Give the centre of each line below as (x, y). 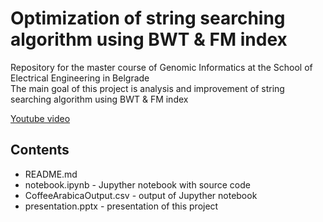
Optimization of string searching (148, 18)
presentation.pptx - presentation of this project (121, 206)
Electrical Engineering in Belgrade (80, 78)
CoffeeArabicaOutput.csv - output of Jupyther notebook (141, 195)
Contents (40, 150)
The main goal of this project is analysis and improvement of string (147, 88)
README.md (51, 174)
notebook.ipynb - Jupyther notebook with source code (137, 184)
